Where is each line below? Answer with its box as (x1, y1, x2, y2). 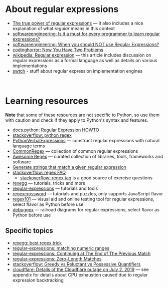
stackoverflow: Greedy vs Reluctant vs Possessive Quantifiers (12, 261, 141, 267)
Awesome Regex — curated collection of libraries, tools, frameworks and (12, 153, 163, 159)
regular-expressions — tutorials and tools (12, 185, 98, 191)
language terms (12, 143, 45, 149)
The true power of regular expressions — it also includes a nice (12, 20, 144, 26)
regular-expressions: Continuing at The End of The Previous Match (12, 250, 151, 256)
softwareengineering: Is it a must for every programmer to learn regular (12, 31, 160, 37)
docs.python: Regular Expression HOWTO (12, 127, 99, 133)
